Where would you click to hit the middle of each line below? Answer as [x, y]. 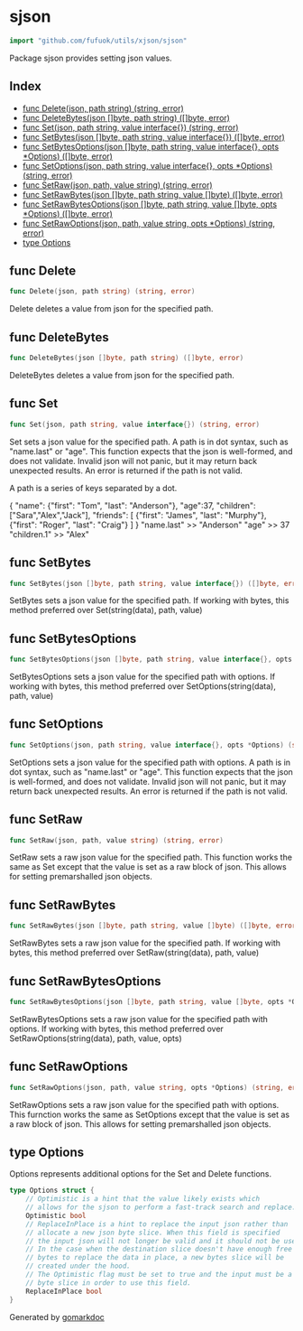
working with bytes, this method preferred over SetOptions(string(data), [143, 686]
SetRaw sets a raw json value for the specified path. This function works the [151, 857]
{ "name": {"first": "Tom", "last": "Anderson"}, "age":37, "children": [133, 505]
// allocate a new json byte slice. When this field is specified [153, 1233]
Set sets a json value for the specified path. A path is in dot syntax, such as [149, 442]
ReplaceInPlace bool [64, 1291]
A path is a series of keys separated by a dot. [93, 488]
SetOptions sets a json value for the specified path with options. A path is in [150, 762]
